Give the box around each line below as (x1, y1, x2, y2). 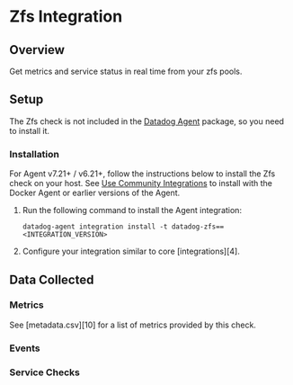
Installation (9, 148, 60, 160)
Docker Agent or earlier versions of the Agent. (9, 187, 181, 199)
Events (9, 342, 40, 354)
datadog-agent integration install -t (22, 222, 168, 231)
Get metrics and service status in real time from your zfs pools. (9, 66, 243, 76)
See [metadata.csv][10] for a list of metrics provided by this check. (9, 319, 256, 330)
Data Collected (9, 272, 94, 287)
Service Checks (9, 366, 81, 379)
